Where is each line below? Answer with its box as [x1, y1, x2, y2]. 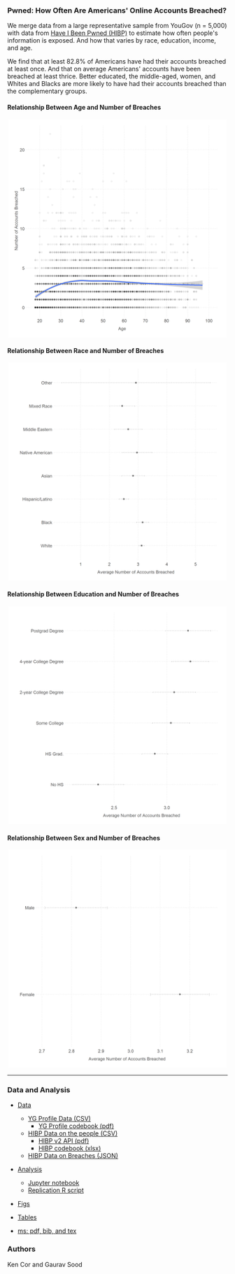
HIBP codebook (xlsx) [38, 1144, 101, 1152]
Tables [17, 1213, 37, 1222]
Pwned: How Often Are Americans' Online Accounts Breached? [7, 6, 227, 15]
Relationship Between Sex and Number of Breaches [7, 833, 161, 842]
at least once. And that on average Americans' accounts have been [7, 65, 201, 73]
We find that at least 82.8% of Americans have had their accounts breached [7, 57, 227, 66]
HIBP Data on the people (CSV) [27, 1129, 118, 1138]
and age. [7, 44, 33, 52]
